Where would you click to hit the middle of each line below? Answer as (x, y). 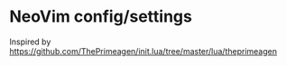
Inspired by (30, 42)
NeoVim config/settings (101, 17)
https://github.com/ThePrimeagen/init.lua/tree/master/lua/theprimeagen (143, 51)
